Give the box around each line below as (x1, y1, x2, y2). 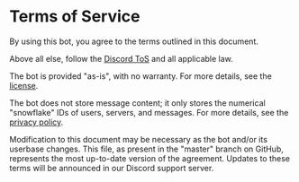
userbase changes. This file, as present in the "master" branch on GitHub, (9, 143, 284, 154)
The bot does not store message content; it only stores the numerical (9, 97, 266, 108)
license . (9, 80, 39, 91)
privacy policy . (9, 117, 64, 127)
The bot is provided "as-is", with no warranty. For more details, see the (9, 70, 272, 82)
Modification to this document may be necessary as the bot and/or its (9, 134, 268, 144)
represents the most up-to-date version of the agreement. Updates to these (9, 152, 291, 163)
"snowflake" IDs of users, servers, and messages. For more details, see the (9, 107, 289, 117)
